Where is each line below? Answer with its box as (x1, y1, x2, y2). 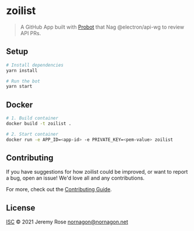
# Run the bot (6, 78, 41, 84)
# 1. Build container (6, 115, 59, 121)
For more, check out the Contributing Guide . (6, 186, 112, 193)
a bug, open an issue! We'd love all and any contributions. (6, 174, 144, 182)
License (6, 203, 36, 213)
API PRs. (20, 29, 41, 36)
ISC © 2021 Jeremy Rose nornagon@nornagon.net (6, 218, 128, 226)
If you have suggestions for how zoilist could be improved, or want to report (6, 168, 188, 175)
